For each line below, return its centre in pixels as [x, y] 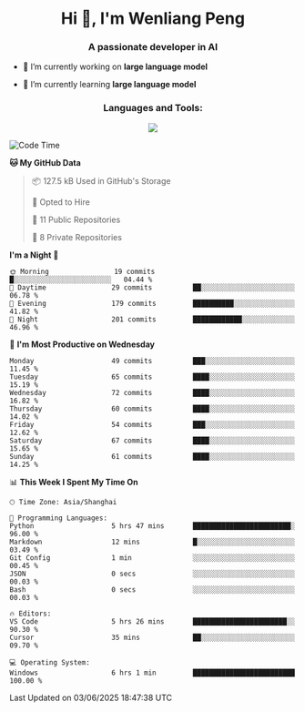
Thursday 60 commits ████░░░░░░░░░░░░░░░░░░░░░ [152, 409]
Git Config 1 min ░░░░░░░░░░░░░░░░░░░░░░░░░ [152, 558]
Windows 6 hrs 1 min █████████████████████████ [152, 673]
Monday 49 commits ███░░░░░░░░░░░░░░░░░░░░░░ [152, 361]
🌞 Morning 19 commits [82, 271]
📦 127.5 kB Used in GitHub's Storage [101, 180]
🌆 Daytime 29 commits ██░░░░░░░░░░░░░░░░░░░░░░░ [152, 287]
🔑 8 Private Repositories [77, 237]
